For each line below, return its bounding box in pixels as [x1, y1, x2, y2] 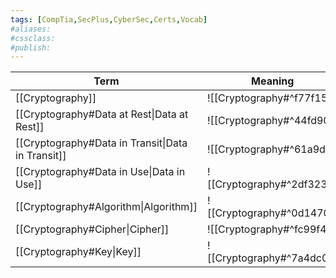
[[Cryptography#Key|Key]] [15, 245, 142, 259]
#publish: [10, 42, 52, 53]
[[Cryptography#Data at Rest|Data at [15, 107, 189, 121]
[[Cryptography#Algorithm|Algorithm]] [15, 200, 198, 214]
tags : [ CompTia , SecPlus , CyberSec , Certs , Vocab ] [10, 14, 208, 25]
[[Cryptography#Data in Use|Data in [15, 165, 186, 179]
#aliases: [10, 24, 52, 34]
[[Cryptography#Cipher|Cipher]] [15, 222, 170, 236]
